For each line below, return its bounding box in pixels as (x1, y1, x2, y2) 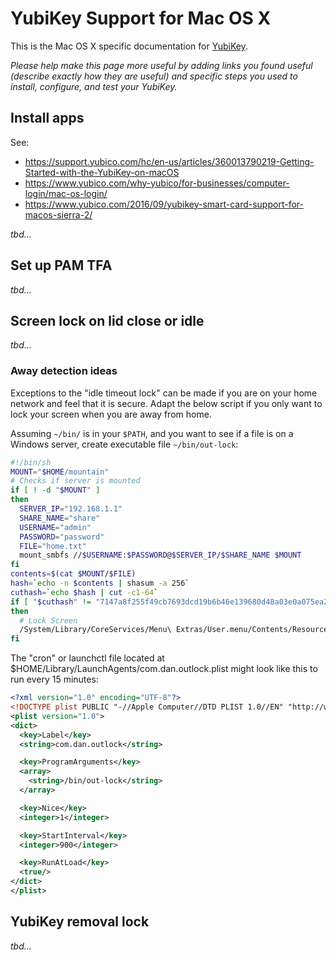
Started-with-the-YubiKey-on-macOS (24, 166, 180, 178)
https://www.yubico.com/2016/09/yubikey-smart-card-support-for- (24, 198, 304, 210)
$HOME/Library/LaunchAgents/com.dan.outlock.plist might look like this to (10, 663, 318, 675)
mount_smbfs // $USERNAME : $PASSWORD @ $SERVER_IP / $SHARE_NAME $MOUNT (19, 550, 302, 561)
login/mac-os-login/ (24, 187, 108, 199)
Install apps (10, 110, 85, 127)
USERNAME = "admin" (19, 522, 92, 532)
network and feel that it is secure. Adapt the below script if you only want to (10, 397, 323, 409)
